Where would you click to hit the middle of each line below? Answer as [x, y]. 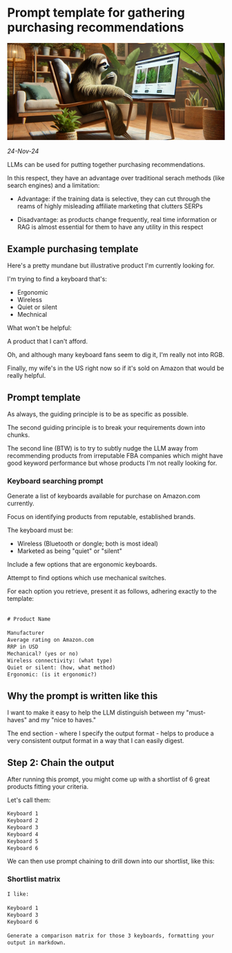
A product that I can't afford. [48, 342]
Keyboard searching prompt [55, 481]
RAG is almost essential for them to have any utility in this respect [110, 227]
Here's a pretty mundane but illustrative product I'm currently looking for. [111, 265]
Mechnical [32, 315]
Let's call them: [29, 800]
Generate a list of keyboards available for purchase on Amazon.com [104, 496]
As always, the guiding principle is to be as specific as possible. [98, 414]
